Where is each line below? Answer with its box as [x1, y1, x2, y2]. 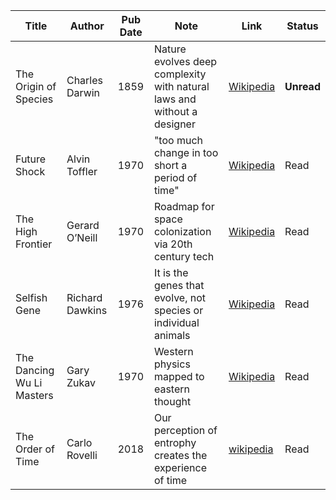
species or [153, 304, 204, 317]
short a [153, 159, 188, 172]
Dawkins [66, 304, 108, 317]
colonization [153, 225, 212, 238]
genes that [153, 279, 205, 292]
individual [153, 316, 200, 329]
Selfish [15, 291, 48, 304]
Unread [284, 80, 321, 93]
